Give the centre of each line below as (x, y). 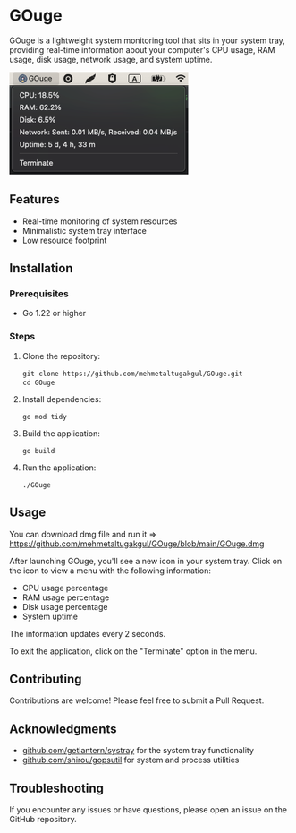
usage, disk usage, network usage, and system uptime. (111, 59)
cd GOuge (38, 382)
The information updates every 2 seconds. (88, 633)
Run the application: (59, 468)
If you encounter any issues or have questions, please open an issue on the (148, 809)
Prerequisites (39, 294)
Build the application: (61, 433)
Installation (41, 268)
